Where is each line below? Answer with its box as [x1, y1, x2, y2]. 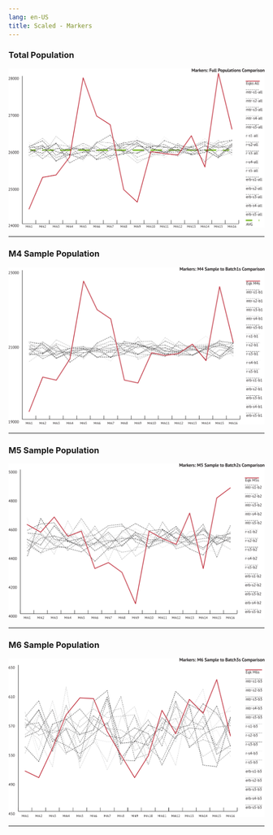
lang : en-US [8, 13, 49, 21]
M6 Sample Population [8, 639, 100, 650]
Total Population [8, 50, 75, 61]
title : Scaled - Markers [8, 21, 93, 30]
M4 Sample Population [8, 248, 100, 259]
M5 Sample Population [8, 444, 100, 455]
